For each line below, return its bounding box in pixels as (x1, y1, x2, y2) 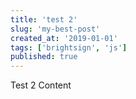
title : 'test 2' (10, 14, 78, 25)
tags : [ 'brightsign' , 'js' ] (10, 42, 128, 53)
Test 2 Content (10, 79, 72, 91)
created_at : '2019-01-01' (10, 33, 118, 43)
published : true (10, 52, 78, 62)
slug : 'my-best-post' (10, 24, 101, 34)
